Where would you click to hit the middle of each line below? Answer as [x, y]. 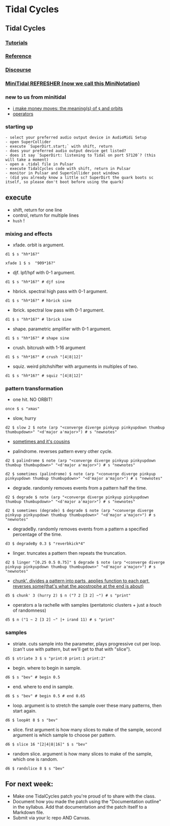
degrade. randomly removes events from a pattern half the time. [80, 488]
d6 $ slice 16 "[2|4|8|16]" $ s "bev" [46, 744]
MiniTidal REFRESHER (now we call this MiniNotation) [73, 83]
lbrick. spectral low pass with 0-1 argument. [59, 310]
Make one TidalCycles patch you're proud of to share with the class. [84, 796]
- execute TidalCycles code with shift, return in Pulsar [68, 168]
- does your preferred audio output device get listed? [66, 151]
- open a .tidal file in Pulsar [39, 164]
